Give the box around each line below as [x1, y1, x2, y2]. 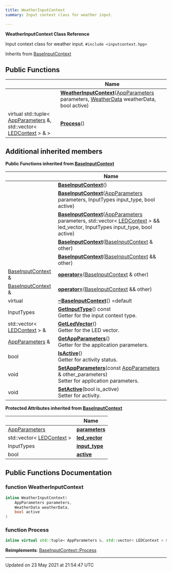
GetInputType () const [58, 306, 111, 313]
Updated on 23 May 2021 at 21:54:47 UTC [5, 562, 94, 568]
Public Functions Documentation [5, 468, 112, 477]
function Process [5, 526, 49, 534]
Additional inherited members [5, 147, 103, 156]
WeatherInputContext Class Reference [5, 31, 90, 37]
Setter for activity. [58, 392, 101, 399]
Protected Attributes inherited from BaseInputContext [5, 405, 123, 411]
